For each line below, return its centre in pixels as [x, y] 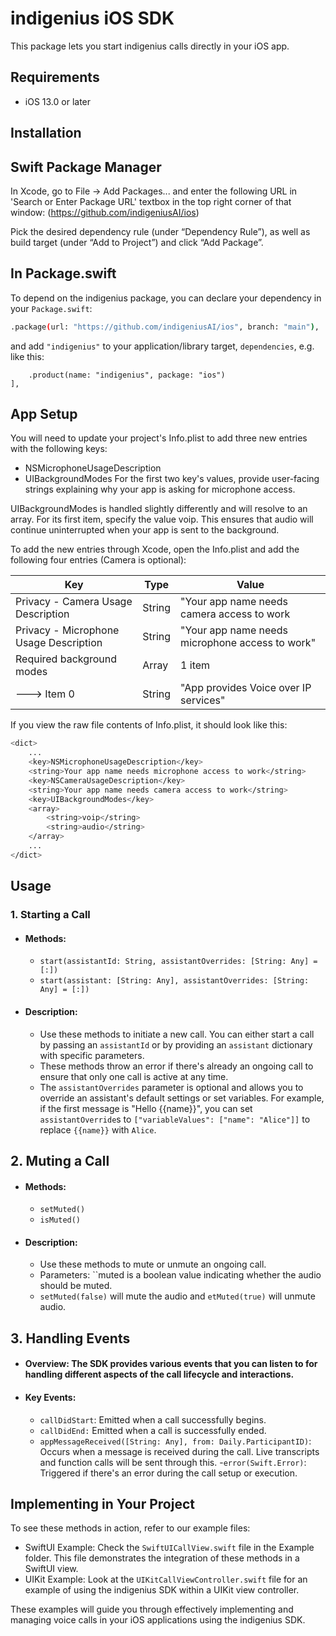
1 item [195, 665]
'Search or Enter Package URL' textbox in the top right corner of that [151, 201]
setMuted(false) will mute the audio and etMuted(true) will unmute [177, 1296]
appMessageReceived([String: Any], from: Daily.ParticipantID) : [175, 1441]
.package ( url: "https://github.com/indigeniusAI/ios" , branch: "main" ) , [165, 327]
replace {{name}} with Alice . [98, 1129]
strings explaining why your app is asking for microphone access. [160, 489]
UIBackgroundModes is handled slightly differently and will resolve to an [159, 509]
